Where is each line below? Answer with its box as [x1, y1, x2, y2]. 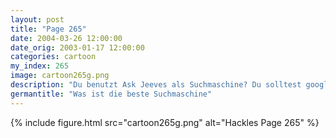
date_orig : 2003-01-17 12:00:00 [10, 42, 145, 53]
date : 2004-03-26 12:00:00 [10, 33, 123, 43]
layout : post [10, 14, 65, 25]
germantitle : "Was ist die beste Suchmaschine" [10, 89, 213, 99]
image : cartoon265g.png [10, 71, 110, 81]
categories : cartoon [10, 52, 97, 62]
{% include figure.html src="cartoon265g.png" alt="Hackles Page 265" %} [10, 116, 320, 128]
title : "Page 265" [10, 24, 87, 34]
